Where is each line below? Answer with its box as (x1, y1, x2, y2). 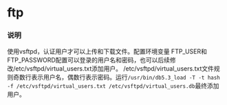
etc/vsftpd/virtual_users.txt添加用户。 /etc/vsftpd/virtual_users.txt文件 (15, 65, 215, 73)
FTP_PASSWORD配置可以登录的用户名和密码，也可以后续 (7, 56, 171, 65)
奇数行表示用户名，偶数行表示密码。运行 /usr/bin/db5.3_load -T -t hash (12, 73, 220, 82)
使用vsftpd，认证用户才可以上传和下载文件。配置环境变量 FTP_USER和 (7, 47, 208, 56)
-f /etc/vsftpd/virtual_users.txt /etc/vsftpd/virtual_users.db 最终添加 (7, 82, 219, 90)
